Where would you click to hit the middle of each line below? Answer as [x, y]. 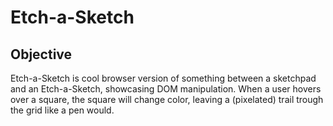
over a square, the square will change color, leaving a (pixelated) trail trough [167, 99]
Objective [41, 54]
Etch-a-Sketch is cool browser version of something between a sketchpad [163, 78]
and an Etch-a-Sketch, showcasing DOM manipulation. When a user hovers [166, 89]
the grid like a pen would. [62, 110]
